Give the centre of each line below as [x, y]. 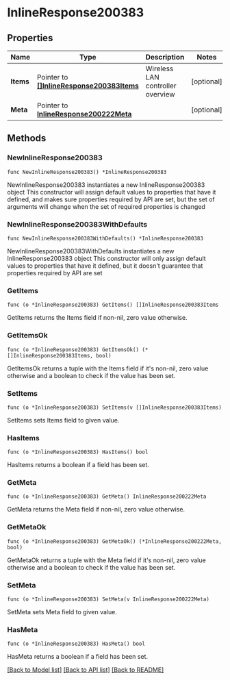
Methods [27, 138]
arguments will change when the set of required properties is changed [106, 206]
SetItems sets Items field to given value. [63, 420]
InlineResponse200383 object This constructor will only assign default [107, 258]
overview [161, 94]
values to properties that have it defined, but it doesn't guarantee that [105, 266]
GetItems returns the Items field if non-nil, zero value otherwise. [97, 318]
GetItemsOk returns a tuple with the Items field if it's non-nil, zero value [108, 368]
